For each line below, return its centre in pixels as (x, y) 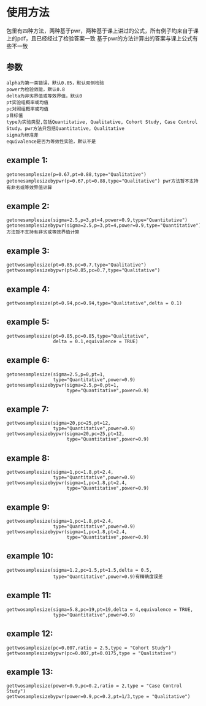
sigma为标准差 (22, 135)
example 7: (28, 409)
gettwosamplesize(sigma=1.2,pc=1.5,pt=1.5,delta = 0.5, (79, 570)
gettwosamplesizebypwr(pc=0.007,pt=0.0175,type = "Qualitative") (91, 653)
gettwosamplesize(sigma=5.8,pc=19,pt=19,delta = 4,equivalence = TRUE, (100, 609)
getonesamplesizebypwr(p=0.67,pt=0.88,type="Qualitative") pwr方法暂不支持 (102, 181)
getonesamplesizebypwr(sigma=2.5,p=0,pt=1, (63, 385)
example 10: (30, 556)
